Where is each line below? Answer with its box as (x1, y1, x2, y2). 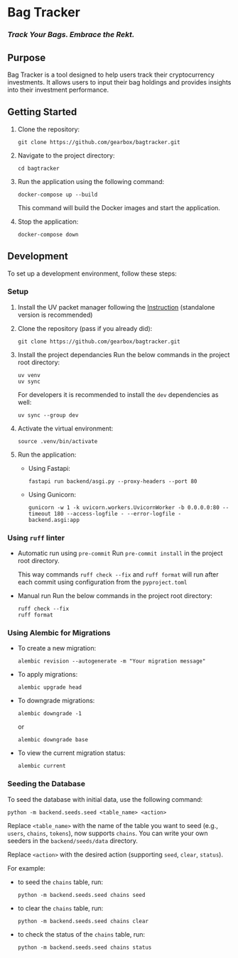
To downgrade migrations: (17, 697, 95, 705)
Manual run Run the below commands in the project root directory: (17, 592, 213, 600)
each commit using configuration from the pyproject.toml (17, 578, 188, 587)
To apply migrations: (17, 670, 78, 679)
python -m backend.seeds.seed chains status (17, 944, 152, 951)
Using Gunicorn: (28, 490, 77, 499)
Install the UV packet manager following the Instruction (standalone (17, 303, 215, 311)
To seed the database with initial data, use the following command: (7, 795, 203, 803)
